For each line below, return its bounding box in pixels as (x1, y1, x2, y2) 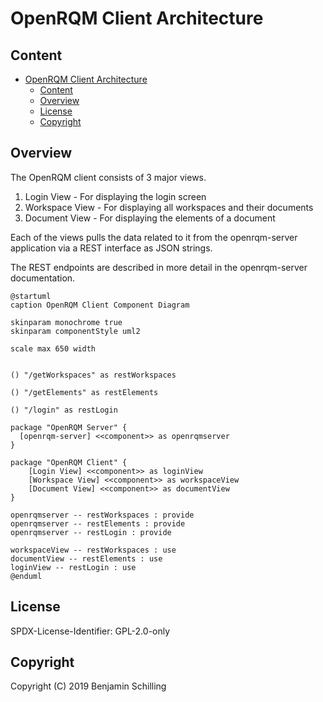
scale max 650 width (10, 343, 97, 354)
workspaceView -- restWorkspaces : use (10, 545, 177, 555)
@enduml (10, 571, 43, 581)
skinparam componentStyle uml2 (10, 326, 141, 336)
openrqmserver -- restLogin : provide (10, 527, 172, 537)
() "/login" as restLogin (10, 405, 118, 415)
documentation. (10, 272, 76, 284)
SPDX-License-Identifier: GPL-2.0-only (10, 625, 171, 637)
